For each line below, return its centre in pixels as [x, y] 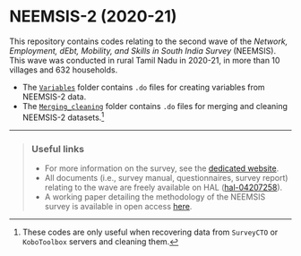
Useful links [58, 149]
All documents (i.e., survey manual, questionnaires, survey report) [166, 177]
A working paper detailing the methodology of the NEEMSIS [155, 196]
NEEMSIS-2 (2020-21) [93, 17]
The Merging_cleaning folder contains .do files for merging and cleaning [155, 106]
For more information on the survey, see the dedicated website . [162, 168]
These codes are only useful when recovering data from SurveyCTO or [150, 232]
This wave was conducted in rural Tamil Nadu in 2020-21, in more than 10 [145, 60]
